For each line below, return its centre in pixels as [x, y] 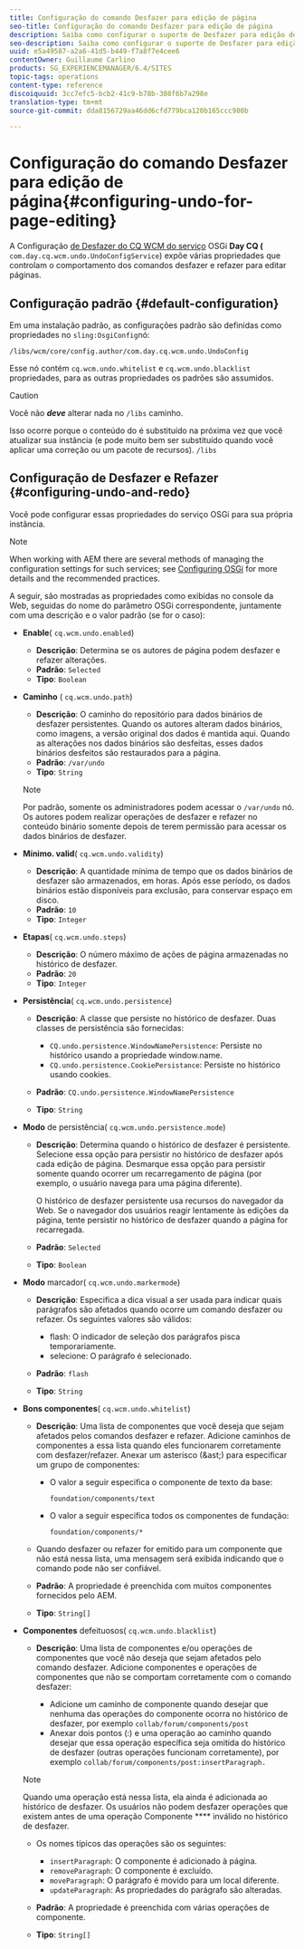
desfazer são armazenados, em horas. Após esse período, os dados [163, 881]
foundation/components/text [102, 1499]
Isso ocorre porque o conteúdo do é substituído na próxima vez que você [146, 430]
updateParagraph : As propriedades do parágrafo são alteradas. [166, 1889]
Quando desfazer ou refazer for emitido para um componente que [159, 1549]
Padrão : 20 [56, 973]
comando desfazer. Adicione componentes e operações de [147, 1667]
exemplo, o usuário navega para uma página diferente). [139, 1182]
